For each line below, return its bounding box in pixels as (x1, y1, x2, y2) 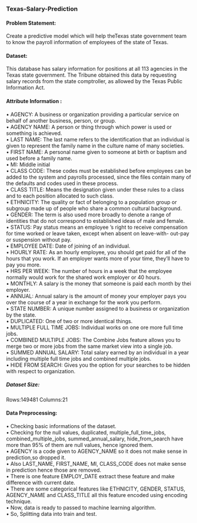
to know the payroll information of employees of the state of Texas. (6, 39, 169, 46)
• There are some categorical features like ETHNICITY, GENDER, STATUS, (6, 485, 185, 492)
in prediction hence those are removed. (6, 466, 102, 473)
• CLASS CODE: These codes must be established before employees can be (6, 167, 191, 174)
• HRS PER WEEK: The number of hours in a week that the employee (6, 267, 172, 274)
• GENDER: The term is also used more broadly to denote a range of (6, 211, 172, 218)
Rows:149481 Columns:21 (6, 396, 68, 403)
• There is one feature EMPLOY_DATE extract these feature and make (6, 472, 175, 479)
